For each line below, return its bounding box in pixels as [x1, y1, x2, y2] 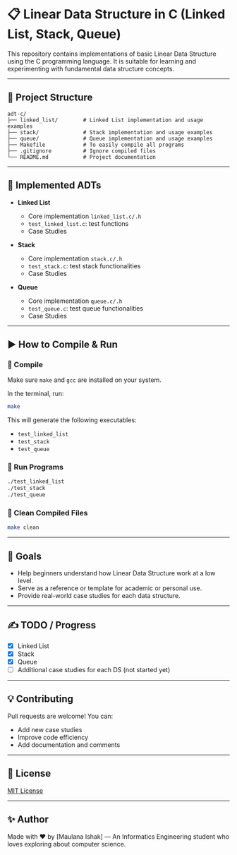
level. [17, 577, 34, 585]
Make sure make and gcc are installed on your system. [7, 376, 162, 384]
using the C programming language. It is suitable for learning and [7, 56, 196, 65]
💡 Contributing [7, 693, 74, 705]
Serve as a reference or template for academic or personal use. [17, 584, 202, 592]
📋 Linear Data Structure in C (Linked [7, 6, 226, 23]
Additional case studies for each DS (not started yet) [17, 666, 171, 674]
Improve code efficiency [17, 733, 89, 741]
